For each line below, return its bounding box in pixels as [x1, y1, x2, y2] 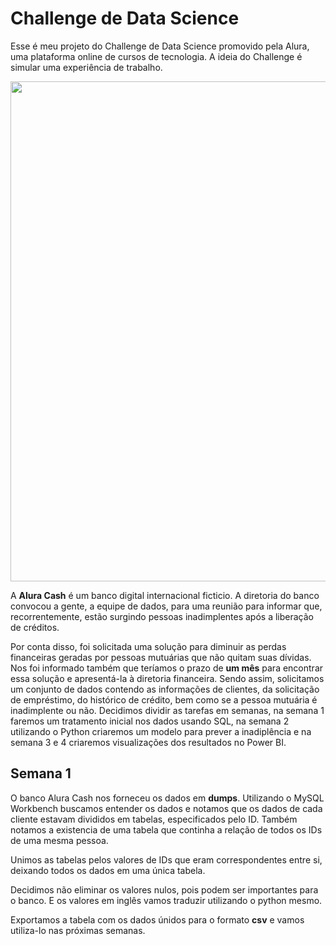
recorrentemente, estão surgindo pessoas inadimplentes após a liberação [10, 610, 314, 622]
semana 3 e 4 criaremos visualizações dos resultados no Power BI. [10, 736, 287, 748]
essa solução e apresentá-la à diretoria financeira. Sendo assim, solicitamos [10, 672, 325, 684]
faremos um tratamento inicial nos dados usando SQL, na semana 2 [10, 715, 290, 727]
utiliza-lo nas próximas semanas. [10, 924, 146, 936]
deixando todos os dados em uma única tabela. [10, 864, 206, 876]
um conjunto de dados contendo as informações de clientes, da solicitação [10, 683, 320, 695]
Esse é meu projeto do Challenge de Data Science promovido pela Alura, [10, 40, 310, 52]
